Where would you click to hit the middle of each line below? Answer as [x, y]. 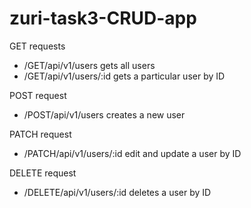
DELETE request [43, 173]
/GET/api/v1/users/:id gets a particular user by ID [124, 76]
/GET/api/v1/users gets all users [89, 65]
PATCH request [40, 134]
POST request [38, 95]
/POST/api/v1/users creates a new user [104, 114]
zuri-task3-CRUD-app [103, 18]
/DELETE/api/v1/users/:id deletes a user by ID [117, 192]
